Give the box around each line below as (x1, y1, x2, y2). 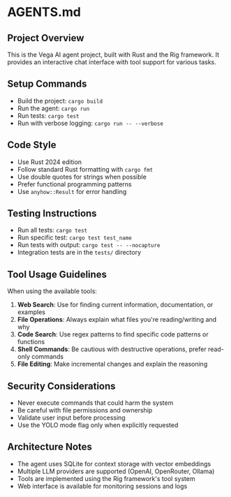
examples (17, 308, 45, 316)
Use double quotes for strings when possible (17, 172, 147, 181)
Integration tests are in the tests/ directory (17, 248, 142, 257)
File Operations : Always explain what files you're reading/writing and (17, 316, 217, 324)
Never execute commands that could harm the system (17, 399, 174, 407)
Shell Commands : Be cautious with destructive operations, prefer (17, 345, 207, 353)
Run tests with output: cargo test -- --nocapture (17, 241, 161, 249)
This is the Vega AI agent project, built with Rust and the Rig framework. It (7, 50, 220, 59)
